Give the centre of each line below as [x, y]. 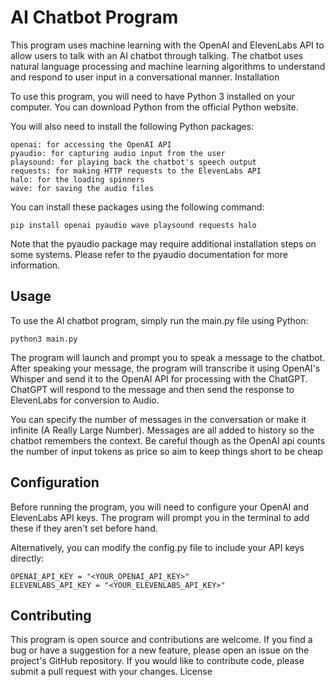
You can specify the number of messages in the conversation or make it [158, 419]
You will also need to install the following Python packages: [132, 126]
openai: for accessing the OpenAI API [91, 144]
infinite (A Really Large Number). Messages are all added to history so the [162, 430]
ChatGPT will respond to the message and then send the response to [152, 389]
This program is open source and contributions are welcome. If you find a [161, 640]
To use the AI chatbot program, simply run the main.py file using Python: [159, 320]
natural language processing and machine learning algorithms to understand [168, 66]
